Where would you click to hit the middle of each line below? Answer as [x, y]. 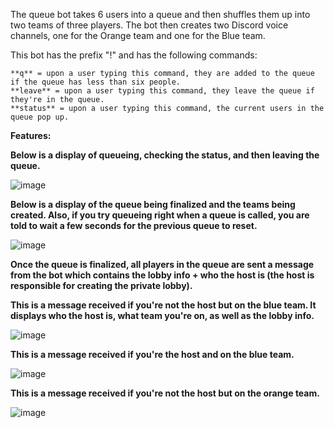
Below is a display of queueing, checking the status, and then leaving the [165, 155]
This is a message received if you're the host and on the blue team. [152, 354]
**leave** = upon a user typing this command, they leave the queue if [162, 91]
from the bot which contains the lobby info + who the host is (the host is [162, 275]
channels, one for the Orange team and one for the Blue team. [138, 35]
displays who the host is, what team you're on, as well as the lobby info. [162, 315]
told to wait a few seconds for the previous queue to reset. [134, 225]
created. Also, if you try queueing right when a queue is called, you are [160, 215]
